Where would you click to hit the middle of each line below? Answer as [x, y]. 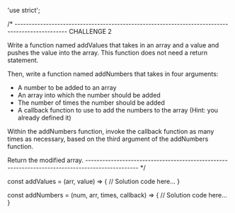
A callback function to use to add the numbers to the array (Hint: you [117, 110]
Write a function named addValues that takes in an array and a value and [113, 45]
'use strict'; [24, 10]
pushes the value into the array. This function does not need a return [107, 53]
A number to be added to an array [67, 87]
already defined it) [45, 117]
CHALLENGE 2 [90, 31]
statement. [23, 60]
